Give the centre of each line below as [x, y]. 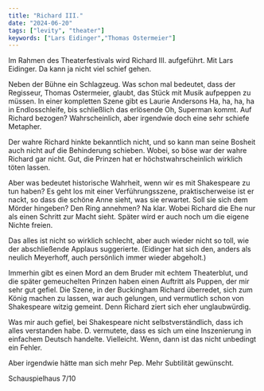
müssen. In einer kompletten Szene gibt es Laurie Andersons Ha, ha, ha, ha [131, 101]
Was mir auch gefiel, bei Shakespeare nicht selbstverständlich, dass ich [126, 323]
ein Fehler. [25, 348]
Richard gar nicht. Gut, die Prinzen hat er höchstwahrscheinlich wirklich [126, 159]
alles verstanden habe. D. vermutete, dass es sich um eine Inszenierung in [130, 330]
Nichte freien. [31, 225]
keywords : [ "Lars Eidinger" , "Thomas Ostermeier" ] [92, 38]
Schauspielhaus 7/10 [42, 378]
